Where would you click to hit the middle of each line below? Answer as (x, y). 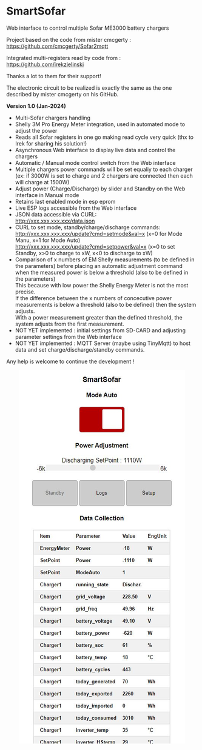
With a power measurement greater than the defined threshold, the (99, 317)
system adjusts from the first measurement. (69, 324)
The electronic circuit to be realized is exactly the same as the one (89, 88)
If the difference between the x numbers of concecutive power (93, 298)
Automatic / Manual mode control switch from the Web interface (95, 162)
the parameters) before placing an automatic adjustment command (99, 266)
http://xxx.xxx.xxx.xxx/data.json (55, 221)
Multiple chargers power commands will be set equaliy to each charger (104, 169)
